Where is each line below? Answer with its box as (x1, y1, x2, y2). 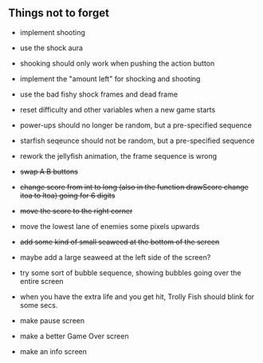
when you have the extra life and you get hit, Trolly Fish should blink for (19, 291, 255, 302)
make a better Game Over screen (19, 331, 129, 341)
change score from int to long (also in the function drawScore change (19, 182, 249, 191)
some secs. (19, 300, 58, 310)
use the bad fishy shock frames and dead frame (19, 89, 178, 99)
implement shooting (19, 27, 86, 37)
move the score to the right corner (19, 206, 133, 215)
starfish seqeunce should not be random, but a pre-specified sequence (19, 136, 255, 145)
